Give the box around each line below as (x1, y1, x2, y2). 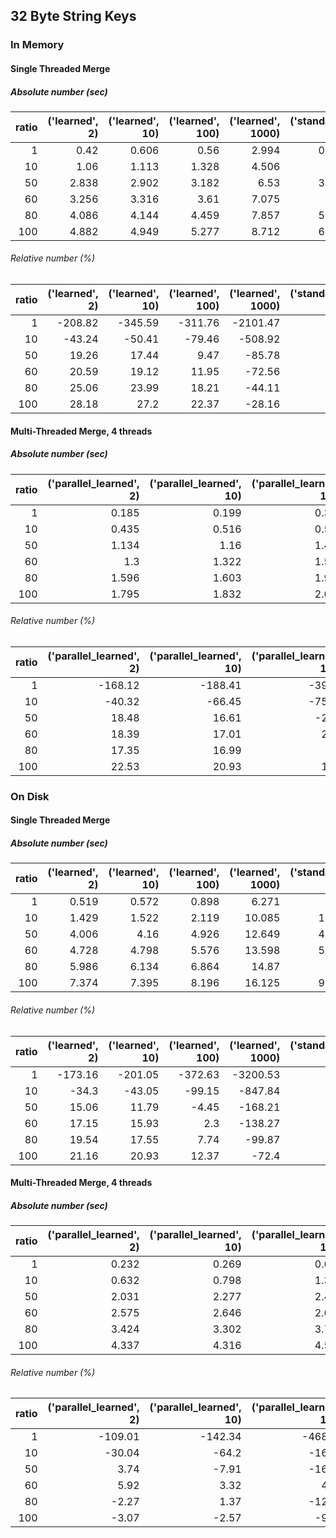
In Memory (10, 38, 65, 52)
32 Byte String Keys (10, 8, 137, 25)
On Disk (10, 789, 50, 803)
